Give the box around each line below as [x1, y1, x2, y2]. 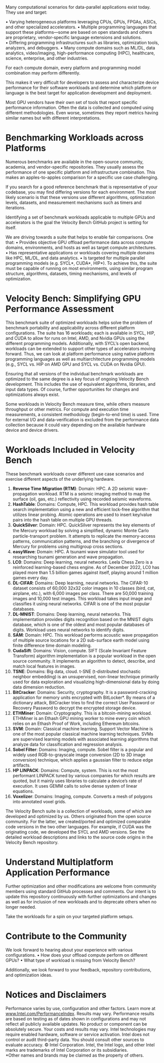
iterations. [5, 204, 26, 210]
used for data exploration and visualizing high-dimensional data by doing [12, 679, 160, 685]
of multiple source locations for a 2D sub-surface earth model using [12, 637, 150, 643]
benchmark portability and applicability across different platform [5, 324, 135, 330]
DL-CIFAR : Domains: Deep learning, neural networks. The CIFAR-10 [12, 580, 148, 586]
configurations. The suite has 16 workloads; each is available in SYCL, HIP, [5, 330, 156, 336]
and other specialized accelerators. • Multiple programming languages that [5, 24, 157, 30]
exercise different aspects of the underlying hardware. [5, 476, 115, 482]
